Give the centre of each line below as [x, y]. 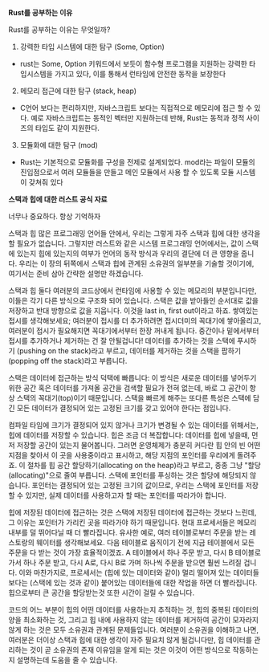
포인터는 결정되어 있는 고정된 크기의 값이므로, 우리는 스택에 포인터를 [138, 485]
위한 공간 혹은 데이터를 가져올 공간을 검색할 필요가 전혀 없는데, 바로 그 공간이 [128, 388]
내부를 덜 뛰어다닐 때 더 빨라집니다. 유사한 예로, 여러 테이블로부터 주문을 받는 [128, 532]
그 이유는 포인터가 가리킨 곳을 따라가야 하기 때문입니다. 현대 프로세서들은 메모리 [132, 522]
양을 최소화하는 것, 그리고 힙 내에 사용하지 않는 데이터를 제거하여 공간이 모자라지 [134, 620]
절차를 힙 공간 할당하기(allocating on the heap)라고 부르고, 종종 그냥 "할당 [144, 465]
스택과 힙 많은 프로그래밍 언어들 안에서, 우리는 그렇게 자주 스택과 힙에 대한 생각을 [134, 233]
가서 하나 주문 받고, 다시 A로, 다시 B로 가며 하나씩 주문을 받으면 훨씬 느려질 [125, 562]
